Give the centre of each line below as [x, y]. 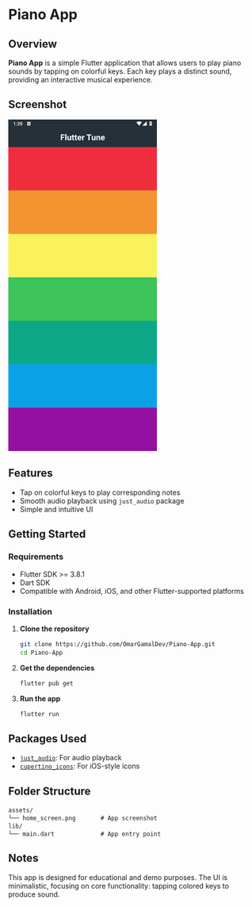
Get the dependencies [57, 668]
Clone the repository [54, 629]
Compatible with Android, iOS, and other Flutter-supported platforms [132, 591]
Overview [33, 44]
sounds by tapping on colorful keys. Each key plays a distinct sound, [120, 71]
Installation [31, 611]
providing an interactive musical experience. [80, 80]
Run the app [40, 698]
